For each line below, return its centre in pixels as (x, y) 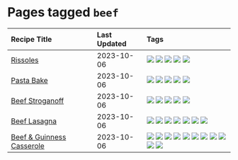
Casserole (28, 146)
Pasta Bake (29, 80)
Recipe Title (32, 39)
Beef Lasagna (34, 121)
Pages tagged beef (63, 12)
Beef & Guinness (39, 137)
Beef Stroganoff (38, 101)
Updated (112, 43)
